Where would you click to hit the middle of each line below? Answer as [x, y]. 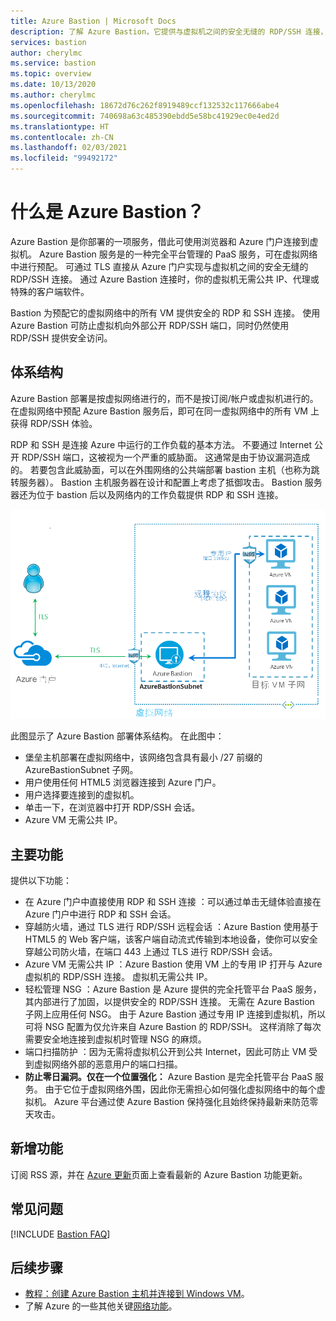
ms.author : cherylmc [53, 95]
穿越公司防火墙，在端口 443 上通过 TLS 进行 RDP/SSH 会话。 [151, 951]
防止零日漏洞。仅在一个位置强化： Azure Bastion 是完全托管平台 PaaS [168, 1076]
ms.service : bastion [53, 63]
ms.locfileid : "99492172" [64, 158]
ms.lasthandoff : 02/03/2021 [69, 148]
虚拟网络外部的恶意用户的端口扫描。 [108, 1064]
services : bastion [48, 42]
